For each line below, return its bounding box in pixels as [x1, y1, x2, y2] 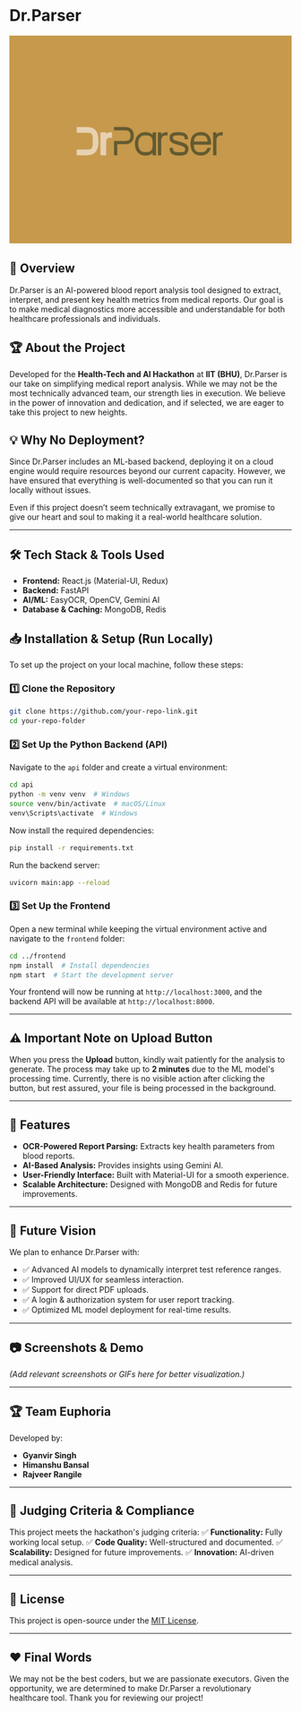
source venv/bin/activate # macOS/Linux [9, 799, 167, 809]
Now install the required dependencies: [9, 825, 155, 836]
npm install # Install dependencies [9, 960, 150, 970]
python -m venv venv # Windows [9, 790, 130, 799]
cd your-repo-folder [9, 717, 87, 726]
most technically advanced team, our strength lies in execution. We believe [9, 387, 286, 399]
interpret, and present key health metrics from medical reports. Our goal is [9, 294, 284, 305]
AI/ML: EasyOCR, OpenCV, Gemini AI [21, 595, 160, 606]
